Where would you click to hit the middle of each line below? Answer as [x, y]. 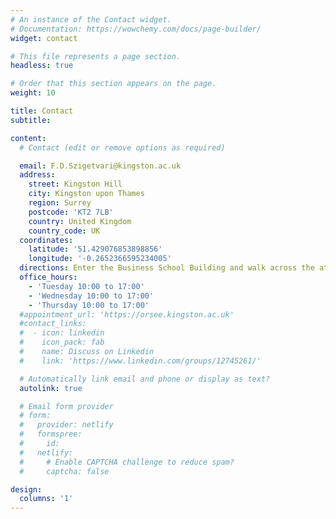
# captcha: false [64, 471]
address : [37, 175]
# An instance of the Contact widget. [91, 19]
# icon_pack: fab [62, 342]
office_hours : [48, 277]
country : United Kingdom [80, 221]
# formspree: [51, 434]
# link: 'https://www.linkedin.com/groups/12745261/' [140, 361]
